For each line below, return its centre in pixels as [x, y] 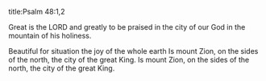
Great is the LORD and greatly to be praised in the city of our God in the [127, 27]
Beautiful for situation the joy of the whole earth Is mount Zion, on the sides [133, 51]
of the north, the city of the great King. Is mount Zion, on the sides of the [129, 60]
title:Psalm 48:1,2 [37, 12]
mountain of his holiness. [50, 36]
